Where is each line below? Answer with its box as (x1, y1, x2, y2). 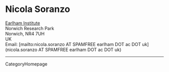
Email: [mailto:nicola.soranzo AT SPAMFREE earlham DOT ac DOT (5, 41, 141, 47)
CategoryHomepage (5, 61, 48, 67)
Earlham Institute (5, 20, 40, 26)
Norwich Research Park (5, 25, 54, 31)
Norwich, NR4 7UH (5, 30, 45, 36)
